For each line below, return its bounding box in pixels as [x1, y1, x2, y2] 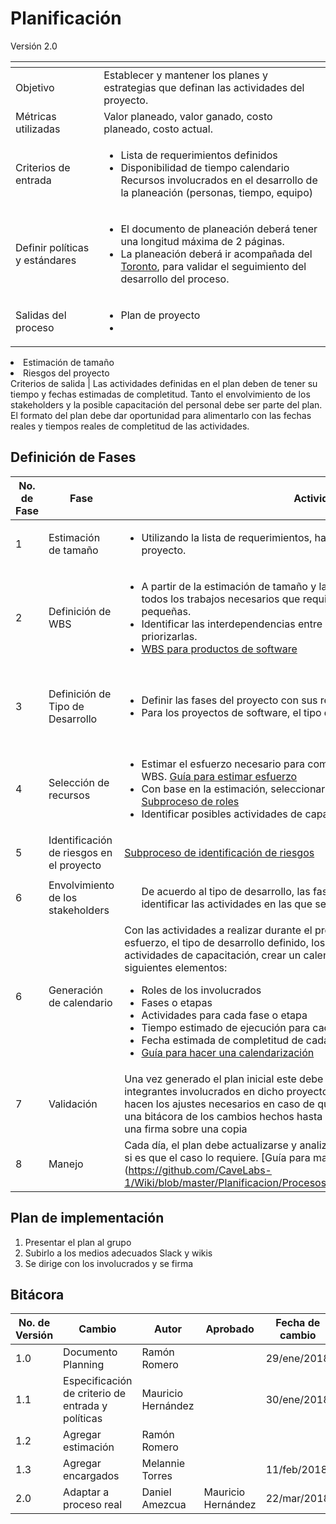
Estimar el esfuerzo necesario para [141, 757, 305, 771]
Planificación [10, 7, 122, 30]
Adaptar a [63, 1485, 110, 1499]
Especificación [63, 1374, 133, 1388]
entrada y [63, 1399, 108, 1413]
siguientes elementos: [124, 960, 228, 974]
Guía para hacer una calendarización [141, 1045, 315, 1059]
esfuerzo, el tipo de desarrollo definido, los [124, 935, 326, 949]
